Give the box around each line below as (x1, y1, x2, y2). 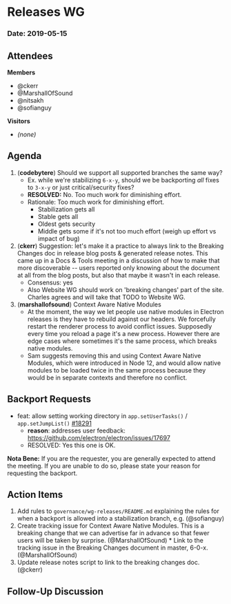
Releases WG (7, 4, 85, 20)
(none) (17, 130, 37, 138)
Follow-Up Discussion (7, 585, 104, 597)
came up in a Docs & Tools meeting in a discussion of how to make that (17, 256, 220, 264)
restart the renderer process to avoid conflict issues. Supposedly (27, 322, 212, 331)
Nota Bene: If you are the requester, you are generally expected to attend (7, 454, 216, 462)
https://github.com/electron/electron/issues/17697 (27, 433, 171, 441)
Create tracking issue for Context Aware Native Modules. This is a (17, 521, 205, 530)
